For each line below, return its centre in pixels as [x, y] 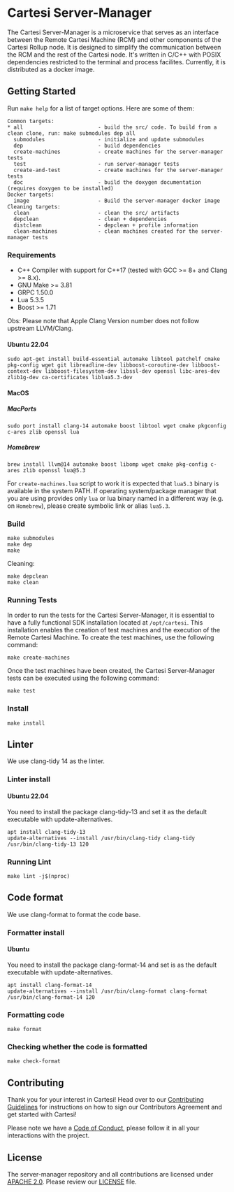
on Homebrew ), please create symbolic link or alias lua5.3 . [89, 506]
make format [24, 1030]
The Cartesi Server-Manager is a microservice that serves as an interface [113, 32]
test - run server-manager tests [96, 164]
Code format [35, 898]
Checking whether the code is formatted [78, 1047]
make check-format [34, 1061]
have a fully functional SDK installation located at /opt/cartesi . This [105, 623]
